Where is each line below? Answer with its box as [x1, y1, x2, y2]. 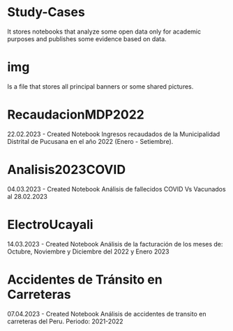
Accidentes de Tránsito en [7, 272, 163, 287]
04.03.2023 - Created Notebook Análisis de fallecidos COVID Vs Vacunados [7, 184, 226, 193]
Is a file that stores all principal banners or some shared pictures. [7, 82, 194, 91]
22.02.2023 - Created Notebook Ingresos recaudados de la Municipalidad [7, 130, 220, 138]
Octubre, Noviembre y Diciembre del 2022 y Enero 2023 [7, 247, 170, 256]
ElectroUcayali [7, 216, 93, 233]
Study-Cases [7, 4, 85, 20]
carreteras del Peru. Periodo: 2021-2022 [7, 317, 123, 325]
